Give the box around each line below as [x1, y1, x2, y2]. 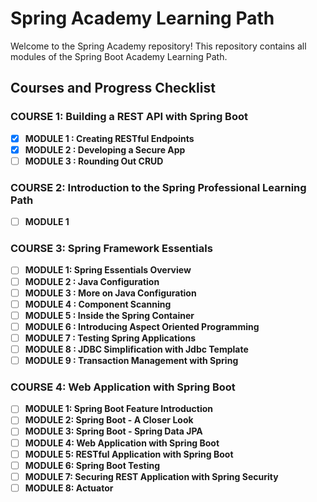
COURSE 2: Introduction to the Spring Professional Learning [10, 180, 307, 194]
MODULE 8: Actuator [24, 482, 114, 494]
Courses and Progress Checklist [10, 80, 216, 97]
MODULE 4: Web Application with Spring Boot [24, 437, 220, 449]
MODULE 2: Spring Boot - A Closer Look [24, 414, 194, 426]
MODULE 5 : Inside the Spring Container [24, 309, 195, 321]
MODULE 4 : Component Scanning [24, 298, 172, 310]
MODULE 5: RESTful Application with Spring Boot [24, 448, 234, 460]
